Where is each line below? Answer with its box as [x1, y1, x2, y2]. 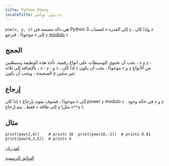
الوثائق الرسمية [5, 155, 35, 161]
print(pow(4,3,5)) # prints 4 [5, 136, 72, 141]
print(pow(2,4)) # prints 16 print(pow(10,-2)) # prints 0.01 [5, 132, 151, 137]
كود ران [5, 145, 20, 151]
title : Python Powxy [5, 7, 49, 13]
